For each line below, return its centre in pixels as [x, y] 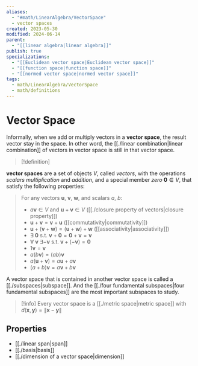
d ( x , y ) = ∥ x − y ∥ [41, 310]
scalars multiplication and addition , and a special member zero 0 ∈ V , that [99, 179]
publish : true [24, 51]
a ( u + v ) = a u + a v [53, 261]
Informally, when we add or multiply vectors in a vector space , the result [96, 137]
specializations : [28, 57]
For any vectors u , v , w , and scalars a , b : [72, 197]
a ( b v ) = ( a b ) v [47, 254]
